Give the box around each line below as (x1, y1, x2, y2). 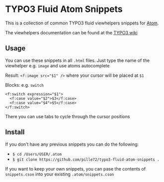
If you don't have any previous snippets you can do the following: (5, 141, 139, 147)
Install (5, 128, 25, 137)
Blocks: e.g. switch (5, 82, 44, 88)
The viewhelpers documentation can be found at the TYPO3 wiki (5, 29, 138, 35)
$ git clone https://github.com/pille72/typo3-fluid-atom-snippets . (12, 157, 160, 162)
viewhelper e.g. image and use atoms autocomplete (5, 62, 110, 68)
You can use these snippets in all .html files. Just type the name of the (5, 57, 150, 63)
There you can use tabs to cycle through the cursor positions (5, 113, 130, 119)
